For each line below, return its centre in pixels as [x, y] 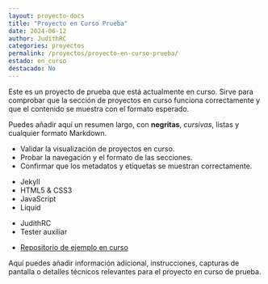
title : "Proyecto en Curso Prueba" [68, 23]
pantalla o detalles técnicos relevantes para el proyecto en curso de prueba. [135, 271]
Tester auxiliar [44, 231]
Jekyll [30, 181]
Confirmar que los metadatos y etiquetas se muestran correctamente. [136, 166]
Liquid [30, 207]
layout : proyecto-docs [46, 16]
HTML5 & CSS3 [46, 190]
